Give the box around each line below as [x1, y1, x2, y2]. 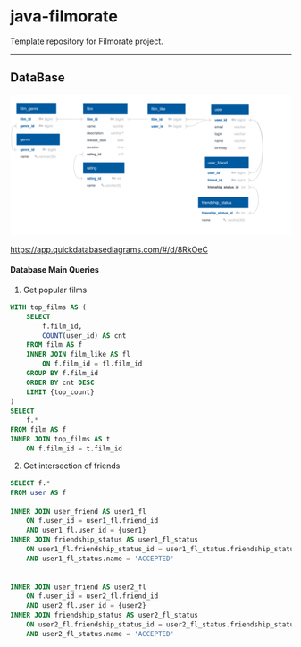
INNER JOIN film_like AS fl [26, 350, 130, 359]
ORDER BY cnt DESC [26, 378, 95, 387]
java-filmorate [10, 6, 119, 27]
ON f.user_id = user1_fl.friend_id [26, 517, 159, 525]
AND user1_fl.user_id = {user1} [26, 525, 146, 535]
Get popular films [22, 284, 88, 295]
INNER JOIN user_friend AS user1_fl [10, 507, 146, 516]
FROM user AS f [10, 488, 67, 497]
